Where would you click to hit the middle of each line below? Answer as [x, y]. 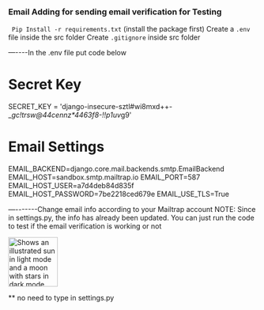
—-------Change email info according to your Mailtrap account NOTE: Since [132, 210]
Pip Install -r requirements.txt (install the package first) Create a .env [131, 29]
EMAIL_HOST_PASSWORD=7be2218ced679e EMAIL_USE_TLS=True [119, 194]
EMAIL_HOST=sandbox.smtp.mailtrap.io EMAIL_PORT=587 [104, 177]
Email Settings [57, 147]
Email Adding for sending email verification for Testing [115, 12]
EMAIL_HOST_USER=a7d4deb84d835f [71, 186]
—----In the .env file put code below [67, 53]
